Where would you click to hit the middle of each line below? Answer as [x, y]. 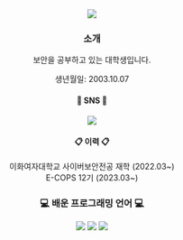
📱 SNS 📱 [91, 100]
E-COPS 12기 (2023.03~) [92, 177]
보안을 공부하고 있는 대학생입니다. [92, 60]
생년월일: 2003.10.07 [92, 79]
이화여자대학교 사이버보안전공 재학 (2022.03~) [92, 166]
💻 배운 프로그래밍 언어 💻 [92, 203]
